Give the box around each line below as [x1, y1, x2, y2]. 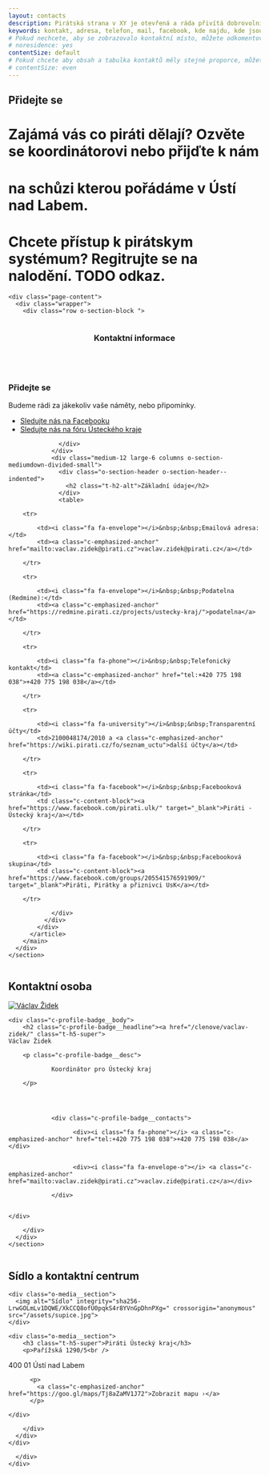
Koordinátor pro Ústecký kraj [50, 1065, 152, 1073]
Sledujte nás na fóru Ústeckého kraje [19, 424, 143, 434]
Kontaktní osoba [8, 980, 92, 993]
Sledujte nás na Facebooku [19, 415, 110, 425]
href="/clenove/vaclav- [169, 1024, 249, 1032]
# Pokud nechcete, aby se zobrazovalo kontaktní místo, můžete [8, 34, 224, 42]
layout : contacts [8, 11, 66, 20]
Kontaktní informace [93, 333, 176, 344]
